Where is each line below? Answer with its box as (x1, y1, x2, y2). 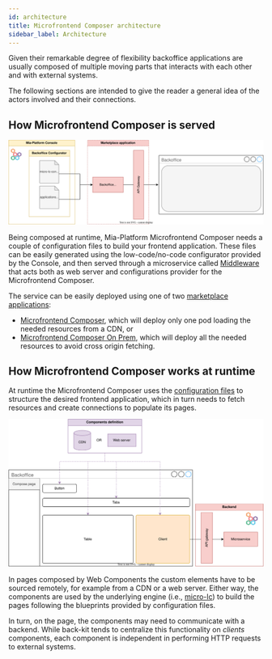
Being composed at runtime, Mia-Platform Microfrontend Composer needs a (8, 232, 263, 242)
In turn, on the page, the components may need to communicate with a (8, 616, 245, 626)
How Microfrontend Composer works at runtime (8, 364, 256, 378)
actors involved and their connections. (8, 95, 136, 104)
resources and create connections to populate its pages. (8, 403, 197, 412)
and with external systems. (8, 70, 99, 80)
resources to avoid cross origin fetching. (19, 340, 155, 351)
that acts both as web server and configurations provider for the (8, 267, 223, 277)
